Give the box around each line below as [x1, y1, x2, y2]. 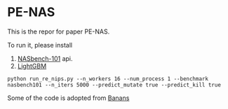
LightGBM [17, 61, 47, 70]
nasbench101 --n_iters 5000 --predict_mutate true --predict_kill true [7, 81, 221, 88]
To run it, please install [7, 41, 72, 49]
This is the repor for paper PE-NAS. [7, 27, 110, 36]
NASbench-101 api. [17, 54, 73, 63]
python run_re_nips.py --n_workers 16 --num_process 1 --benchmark [7, 75, 209, 82]
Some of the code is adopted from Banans [7, 94, 130, 102]
